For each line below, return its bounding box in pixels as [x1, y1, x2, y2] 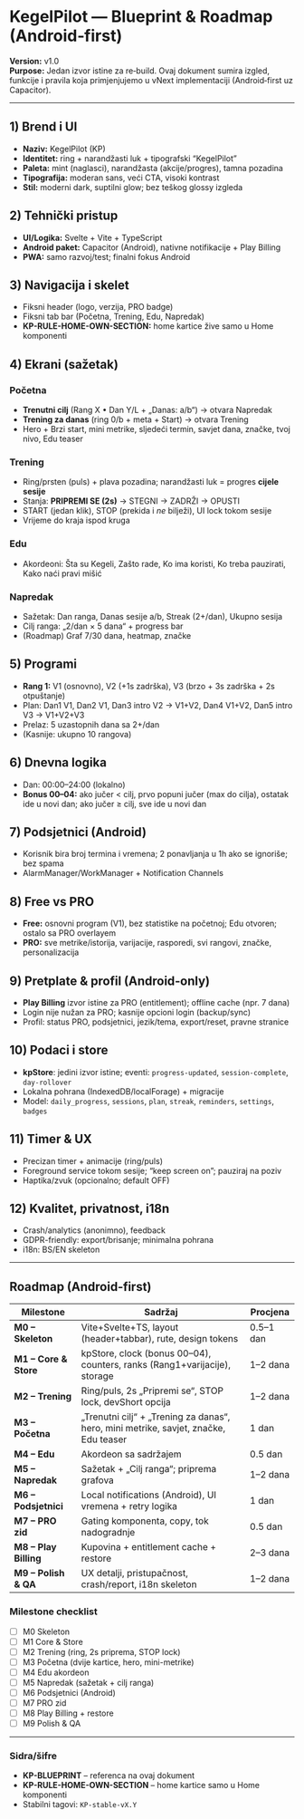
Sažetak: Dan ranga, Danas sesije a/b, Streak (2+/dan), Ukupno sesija [22, 611, 283, 621]
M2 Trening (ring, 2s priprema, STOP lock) [22, 1646, 181, 1657]
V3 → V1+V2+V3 [22, 709, 85, 720]
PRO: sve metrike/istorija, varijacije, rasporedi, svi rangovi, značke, [22, 938, 272, 948]
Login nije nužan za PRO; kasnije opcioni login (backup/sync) [22, 1007, 252, 1018]
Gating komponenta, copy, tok [81, 1515, 210, 1527]
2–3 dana [250, 1546, 290, 1559]
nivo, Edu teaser [22, 433, 84, 445]
